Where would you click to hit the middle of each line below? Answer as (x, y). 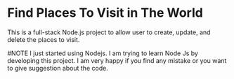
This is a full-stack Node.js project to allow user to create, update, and (109, 32)
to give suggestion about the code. (58, 68)
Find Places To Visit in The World (105, 13)
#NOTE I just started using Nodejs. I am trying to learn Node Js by (103, 53)
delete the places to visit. (44, 39)
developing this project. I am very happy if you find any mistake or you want (117, 60)
